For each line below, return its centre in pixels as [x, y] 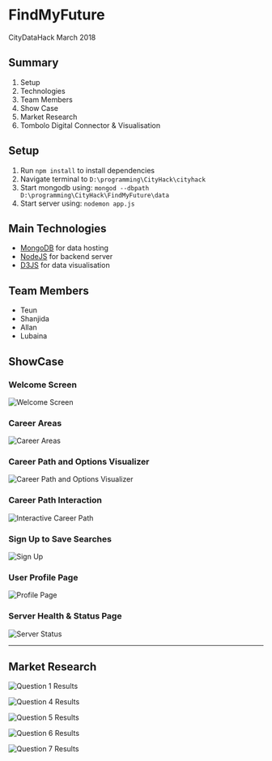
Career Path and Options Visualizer [79, 461]
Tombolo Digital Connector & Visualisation [90, 125]
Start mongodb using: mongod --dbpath [85, 187]
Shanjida [35, 319]
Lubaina [34, 336]
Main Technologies [57, 228]
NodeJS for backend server [66, 257]
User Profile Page [43, 577]
